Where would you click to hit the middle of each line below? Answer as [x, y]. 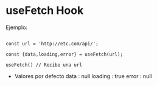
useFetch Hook [45, 11]
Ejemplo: [17, 27]
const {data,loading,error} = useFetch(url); [64, 54]
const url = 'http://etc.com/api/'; [52, 44]
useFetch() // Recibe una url [44, 65]
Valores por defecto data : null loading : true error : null [83, 76]
